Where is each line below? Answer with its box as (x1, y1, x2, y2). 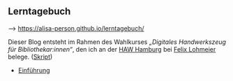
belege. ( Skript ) (8, 52, 53, 61)
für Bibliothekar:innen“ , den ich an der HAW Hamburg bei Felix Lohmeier (8, 45, 216, 53)
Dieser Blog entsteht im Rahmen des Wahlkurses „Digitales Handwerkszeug (8, 38, 226, 46)
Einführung (17, 66, 51, 74)
